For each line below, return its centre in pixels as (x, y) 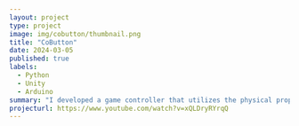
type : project (36, 26)
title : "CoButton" (43, 42)
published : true (39, 59)
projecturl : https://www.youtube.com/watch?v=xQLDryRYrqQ (119, 108)
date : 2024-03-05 (41, 51)
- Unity (32, 83)
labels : (24, 67)
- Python (33, 75)
